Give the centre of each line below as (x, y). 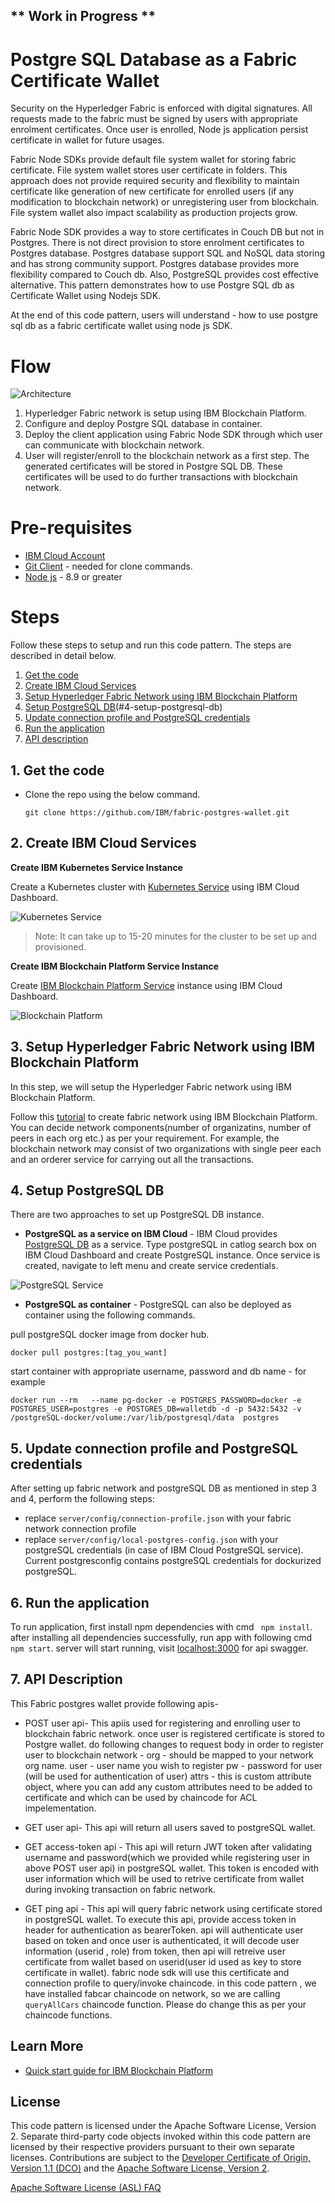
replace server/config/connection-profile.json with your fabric (158, 1518)
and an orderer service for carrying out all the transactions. (132, 1159)
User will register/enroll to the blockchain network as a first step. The (167, 456)
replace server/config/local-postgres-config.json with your (151, 1540)
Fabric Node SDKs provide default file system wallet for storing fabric (153, 160)
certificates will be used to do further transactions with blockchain (161, 477)
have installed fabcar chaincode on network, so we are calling (152, 1993)
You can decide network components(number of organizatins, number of (161, 1127)
